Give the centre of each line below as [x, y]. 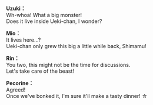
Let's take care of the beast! [40, 71]
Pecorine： [20, 83]
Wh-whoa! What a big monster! [44, 15]
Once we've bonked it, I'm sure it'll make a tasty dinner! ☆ [77, 96]
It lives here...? [24, 40]
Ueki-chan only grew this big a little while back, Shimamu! [76, 46]
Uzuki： [16, 9]
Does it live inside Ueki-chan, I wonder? [54, 21]
